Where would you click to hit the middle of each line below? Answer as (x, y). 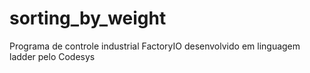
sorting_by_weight (88, 18)
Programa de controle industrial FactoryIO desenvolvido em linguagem (155, 46)
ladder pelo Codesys (52, 56)
